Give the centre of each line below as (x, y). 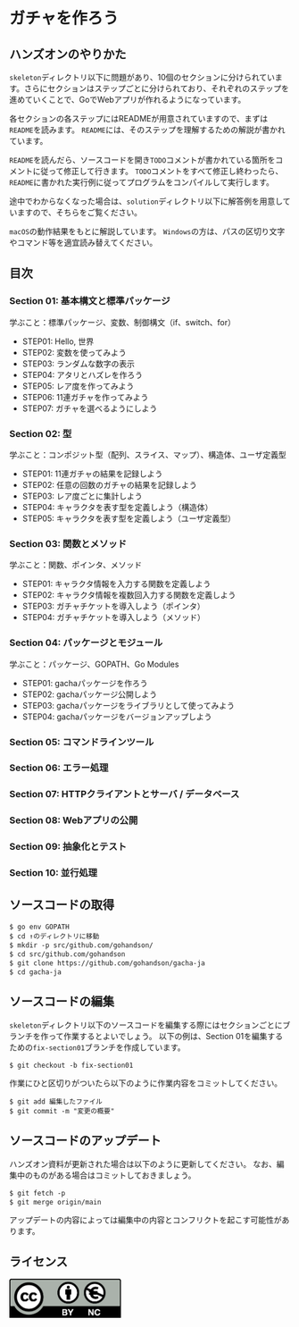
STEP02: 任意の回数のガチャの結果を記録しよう (110, 484)
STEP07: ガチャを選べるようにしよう (90, 408)
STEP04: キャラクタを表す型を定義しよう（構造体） (117, 507)
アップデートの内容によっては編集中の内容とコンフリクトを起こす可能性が (145, 1220)
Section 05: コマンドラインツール (82, 742)
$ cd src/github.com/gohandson (67, 954)
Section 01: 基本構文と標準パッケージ (90, 301)
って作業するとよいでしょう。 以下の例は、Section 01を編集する (166, 1036)
